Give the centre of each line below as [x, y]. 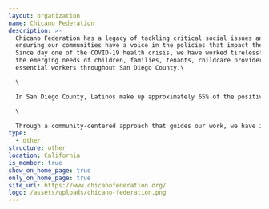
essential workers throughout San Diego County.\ [100, 68]
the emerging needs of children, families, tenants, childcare [123, 61]
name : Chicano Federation [51, 23]
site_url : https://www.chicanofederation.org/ [87, 185]
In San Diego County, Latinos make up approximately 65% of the [125, 97]
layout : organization [44, 16]
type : [17, 133]
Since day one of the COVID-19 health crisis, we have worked [121, 53]
